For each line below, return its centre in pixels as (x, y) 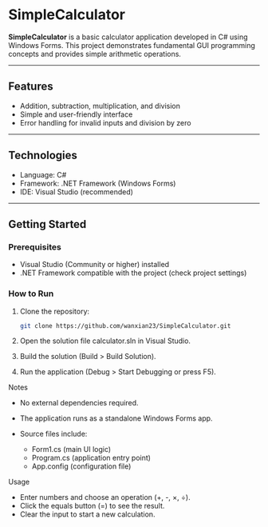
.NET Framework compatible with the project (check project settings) (133, 273)
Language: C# (43, 174)
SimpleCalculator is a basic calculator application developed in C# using (128, 37)
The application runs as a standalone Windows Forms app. (116, 418)
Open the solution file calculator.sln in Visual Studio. (105, 341)
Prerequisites (35, 247)
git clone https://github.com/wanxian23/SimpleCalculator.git (125, 325)
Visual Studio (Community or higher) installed (95, 265)
